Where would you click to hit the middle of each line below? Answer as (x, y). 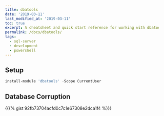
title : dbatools (21, 10)
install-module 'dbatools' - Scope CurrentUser (53, 81)
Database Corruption (38, 96)
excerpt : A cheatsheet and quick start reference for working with (75, 28)
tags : (10, 37)
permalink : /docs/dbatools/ (34, 32)
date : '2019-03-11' (25, 14)
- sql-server (23, 41)
